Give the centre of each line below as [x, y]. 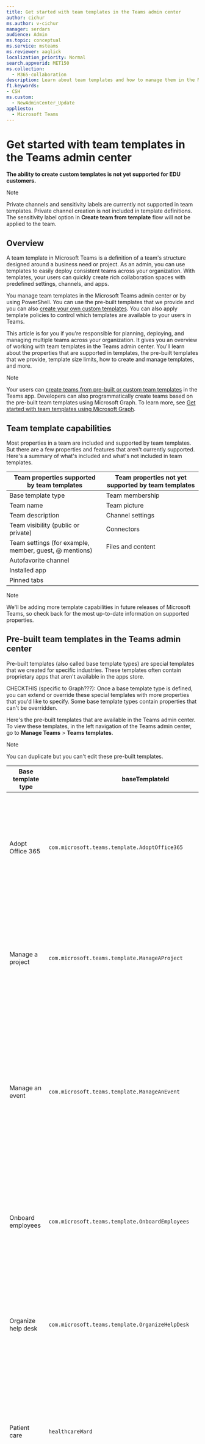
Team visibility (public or [45, 525]
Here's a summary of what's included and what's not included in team [94, 456]
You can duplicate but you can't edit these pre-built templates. [85, 756]
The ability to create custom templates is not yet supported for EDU [94, 174]
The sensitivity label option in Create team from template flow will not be [99, 217]
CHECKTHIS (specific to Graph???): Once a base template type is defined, [100, 688]
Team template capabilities [59, 428]
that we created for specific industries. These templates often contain [94, 670]
